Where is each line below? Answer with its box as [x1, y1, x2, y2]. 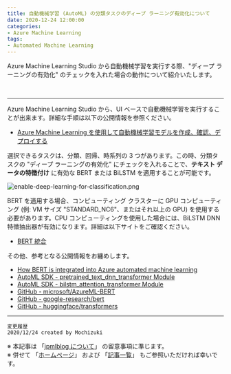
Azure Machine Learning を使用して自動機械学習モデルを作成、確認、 [16, 128, 215, 136]
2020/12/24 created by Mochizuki [7, 329, 103, 336]
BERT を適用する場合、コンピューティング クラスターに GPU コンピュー [7, 197, 211, 205]
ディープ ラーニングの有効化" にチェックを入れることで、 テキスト [30, 160, 215, 168]
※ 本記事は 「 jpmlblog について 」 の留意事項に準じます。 [7, 342, 168, 350]
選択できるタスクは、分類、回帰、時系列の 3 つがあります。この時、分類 [7, 152, 212, 159]
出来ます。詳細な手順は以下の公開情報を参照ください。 [19, 114, 175, 121]
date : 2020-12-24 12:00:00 [7, 17, 85, 23]
